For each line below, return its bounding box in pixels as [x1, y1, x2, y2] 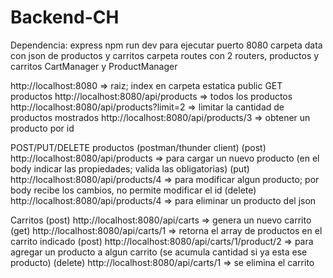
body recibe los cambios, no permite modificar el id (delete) [10, 184, 257, 196]
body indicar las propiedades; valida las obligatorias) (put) [10, 162, 250, 175]
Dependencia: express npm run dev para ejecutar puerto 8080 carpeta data [10, 39, 323, 51]
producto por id [10, 122, 75, 134]
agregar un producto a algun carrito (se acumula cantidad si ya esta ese [10, 246, 308, 258]
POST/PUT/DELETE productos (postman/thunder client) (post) [10, 141, 267, 153]
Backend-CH [10, 6, 120, 29]
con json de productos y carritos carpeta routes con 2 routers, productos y [10, 49, 320, 61]
